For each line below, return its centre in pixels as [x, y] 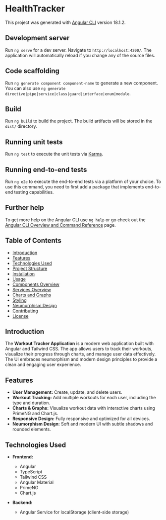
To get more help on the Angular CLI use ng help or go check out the [75, 220]
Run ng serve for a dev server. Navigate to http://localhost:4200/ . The [79, 50]
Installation [24, 273]
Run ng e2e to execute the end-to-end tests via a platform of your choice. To [83, 181]
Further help [25, 208]
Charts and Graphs [31, 295]
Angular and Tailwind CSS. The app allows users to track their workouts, [79, 349]
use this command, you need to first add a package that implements [75, 187]
